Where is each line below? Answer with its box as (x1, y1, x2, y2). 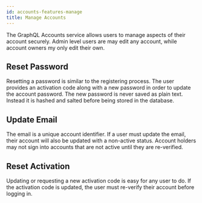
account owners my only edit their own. (6, 44, 105, 52)
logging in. (6, 190, 33, 197)
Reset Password (6, 61, 68, 72)
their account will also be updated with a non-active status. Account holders (6, 137, 197, 144)
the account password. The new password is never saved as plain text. (6, 90, 183, 98)
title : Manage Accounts (6, 15, 67, 21)
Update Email (6, 115, 57, 125)
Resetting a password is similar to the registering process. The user (6, 78, 174, 85)
